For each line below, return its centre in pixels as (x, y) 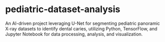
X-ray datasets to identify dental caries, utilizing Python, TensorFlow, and (81, 28)
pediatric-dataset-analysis (63, 9)
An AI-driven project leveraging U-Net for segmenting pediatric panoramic (83, 23)
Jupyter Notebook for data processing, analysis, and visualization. (74, 34)
